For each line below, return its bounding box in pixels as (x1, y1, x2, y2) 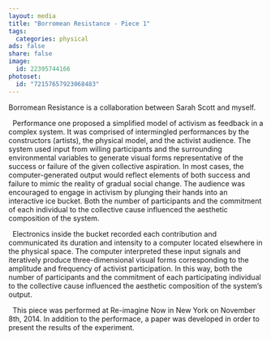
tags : (8, 27, 27, 35)
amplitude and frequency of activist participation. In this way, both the (8, 264, 243, 273)
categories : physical (15, 34, 89, 43)
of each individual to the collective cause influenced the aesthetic (8, 204, 229, 214)
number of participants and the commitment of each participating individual (8, 272, 261, 281)
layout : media (8, 11, 57, 20)
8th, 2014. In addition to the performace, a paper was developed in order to (8, 314, 260, 324)
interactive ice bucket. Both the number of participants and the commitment (8, 196, 262, 206)
